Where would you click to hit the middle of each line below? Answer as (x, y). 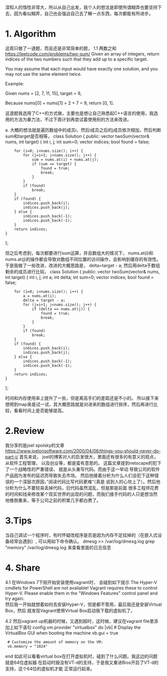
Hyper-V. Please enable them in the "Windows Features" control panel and (82, 593)
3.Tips (19, 521)
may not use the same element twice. (43, 74)
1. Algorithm (31, 34)
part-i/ (12, 457)
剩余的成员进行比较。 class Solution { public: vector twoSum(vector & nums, (83, 271)
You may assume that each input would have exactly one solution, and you (82, 69)
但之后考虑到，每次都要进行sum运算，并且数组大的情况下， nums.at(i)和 (79, 253)
